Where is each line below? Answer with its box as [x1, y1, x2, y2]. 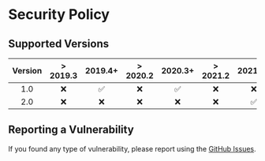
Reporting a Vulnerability [8, 123, 134, 137]
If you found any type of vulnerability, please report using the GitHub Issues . [8, 144, 256, 153]
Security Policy [8, 6, 110, 24]
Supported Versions [8, 37, 109, 51]
